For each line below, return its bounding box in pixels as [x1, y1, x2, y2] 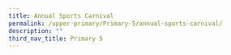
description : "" [8, 27, 63, 35]
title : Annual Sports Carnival [8, 11, 114, 20]
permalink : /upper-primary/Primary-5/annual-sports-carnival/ [8, 19, 223, 27]
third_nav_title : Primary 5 [8, 34, 104, 43]
